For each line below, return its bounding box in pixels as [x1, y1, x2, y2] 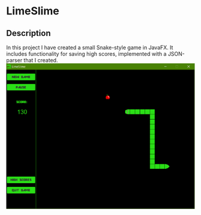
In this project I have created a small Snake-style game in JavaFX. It [6, 44, 173, 51]
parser [6, 57, 23, 63]
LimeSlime [6, 4, 60, 18]
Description [6, 28, 51, 38]
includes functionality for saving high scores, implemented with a [6, 50, 167, 57]
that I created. [23, 57, 58, 63]
